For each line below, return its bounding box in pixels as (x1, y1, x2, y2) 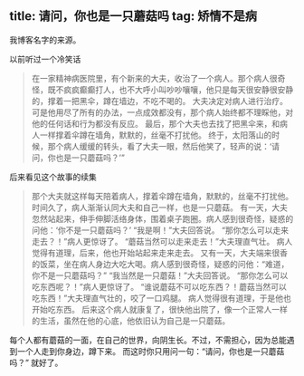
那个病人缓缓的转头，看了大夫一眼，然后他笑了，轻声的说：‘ (47, 140, 272, 151)
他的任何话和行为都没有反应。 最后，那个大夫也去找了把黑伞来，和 (31, 118, 280, 129)
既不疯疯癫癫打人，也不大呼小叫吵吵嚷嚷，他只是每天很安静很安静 (47, 84, 294, 95)
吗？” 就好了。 (9, 357, 63, 368)
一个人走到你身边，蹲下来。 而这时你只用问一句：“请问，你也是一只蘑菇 (16, 345, 285, 356)
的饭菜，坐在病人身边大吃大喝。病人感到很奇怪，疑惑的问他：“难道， (31, 258, 290, 269)
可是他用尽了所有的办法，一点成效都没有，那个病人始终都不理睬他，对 (31, 107, 294, 118)
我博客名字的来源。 (9, 34, 81, 45)
